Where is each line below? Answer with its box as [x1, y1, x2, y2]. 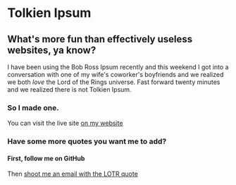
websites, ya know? [7, 44, 97, 56]
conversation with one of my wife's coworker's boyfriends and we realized [7, 71, 224, 78]
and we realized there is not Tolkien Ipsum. [7, 85, 132, 93]
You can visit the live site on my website [7, 119, 123, 128]
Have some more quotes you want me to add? [7, 136, 167, 146]
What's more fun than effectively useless [7, 33, 192, 45]
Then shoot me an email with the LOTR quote [7, 169, 139, 178]
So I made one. [7, 102, 59, 112]
